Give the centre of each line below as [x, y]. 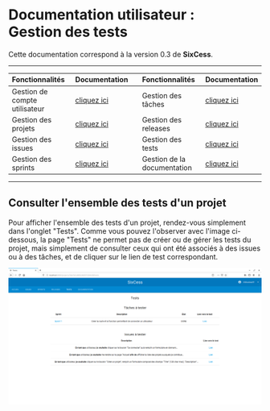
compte [25, 100]
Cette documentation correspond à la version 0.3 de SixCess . [111, 54]
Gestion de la [164, 160]
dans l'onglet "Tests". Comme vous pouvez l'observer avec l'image [119, 230]
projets [23, 128]
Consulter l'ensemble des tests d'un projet [117, 203]
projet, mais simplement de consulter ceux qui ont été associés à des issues [135, 248]
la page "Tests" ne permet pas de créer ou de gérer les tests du [145, 239]
